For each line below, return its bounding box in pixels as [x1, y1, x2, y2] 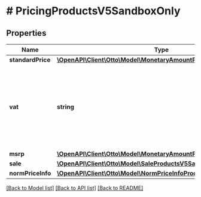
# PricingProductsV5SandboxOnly [6, 4, 181, 18]
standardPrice [9, 56, 51, 64]
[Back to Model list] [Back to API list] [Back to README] [6, 184, 144, 192]
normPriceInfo [9, 169, 51, 177]
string [56, 103, 75, 111]
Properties [6, 28, 47, 38]
